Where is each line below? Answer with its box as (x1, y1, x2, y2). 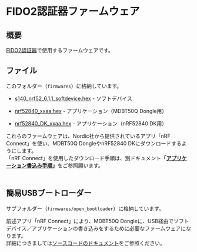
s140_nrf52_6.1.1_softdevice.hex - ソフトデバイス (14, 95, 132, 102)
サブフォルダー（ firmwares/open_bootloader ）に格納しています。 (6, 205, 165, 212)
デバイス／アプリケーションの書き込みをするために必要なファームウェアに (6, 224, 186, 232)
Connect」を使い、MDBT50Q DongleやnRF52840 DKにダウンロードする (6, 140, 182, 147)
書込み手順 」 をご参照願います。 (26, 162, 104, 169)
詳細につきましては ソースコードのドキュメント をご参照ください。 (6, 239, 166, 247)
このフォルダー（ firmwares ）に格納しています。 (6, 82, 122, 89)
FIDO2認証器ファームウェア (6, 5, 140, 18)
